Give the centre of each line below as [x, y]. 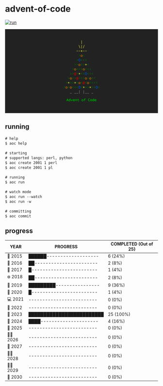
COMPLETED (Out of [132, 244]
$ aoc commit [18, 216]
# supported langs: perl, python [39, 158]
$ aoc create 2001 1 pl [29, 168]
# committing [18, 211]
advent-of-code [38, 9]
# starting [16, 153]
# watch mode [18, 192]
